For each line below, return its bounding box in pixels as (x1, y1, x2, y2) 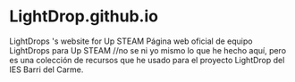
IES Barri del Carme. (9, 64, 84, 75)
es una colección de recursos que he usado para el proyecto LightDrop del (9, 54, 285, 65)
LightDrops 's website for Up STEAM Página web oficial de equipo (9, 36, 253, 46)
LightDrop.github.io (9, 6, 159, 27)
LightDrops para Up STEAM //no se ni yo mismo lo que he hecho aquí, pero (9, 45, 287, 55)
